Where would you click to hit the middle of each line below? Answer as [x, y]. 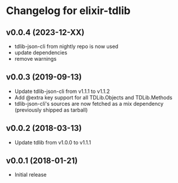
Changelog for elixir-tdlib [68, 11]
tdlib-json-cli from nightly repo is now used [66, 46]
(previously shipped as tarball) [51, 110]
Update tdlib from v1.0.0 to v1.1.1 [53, 142]
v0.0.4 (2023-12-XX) [45, 32]
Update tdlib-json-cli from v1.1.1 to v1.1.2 [62, 91]
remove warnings [35, 59]
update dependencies [41, 53]
